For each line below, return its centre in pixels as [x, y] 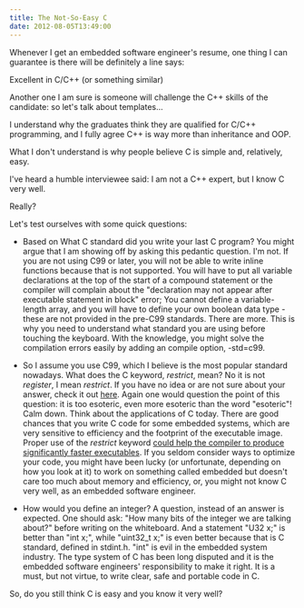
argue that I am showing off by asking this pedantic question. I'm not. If [155, 251]
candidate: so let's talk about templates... [86, 106]
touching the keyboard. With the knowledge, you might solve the [143, 338]
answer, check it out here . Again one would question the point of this [151, 394]
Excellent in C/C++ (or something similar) [87, 79]
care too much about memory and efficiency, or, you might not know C [155, 481]
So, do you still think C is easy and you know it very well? [116, 593]
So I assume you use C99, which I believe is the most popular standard [155, 365]
